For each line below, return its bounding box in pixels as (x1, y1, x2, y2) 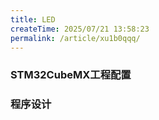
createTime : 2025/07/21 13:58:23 (10, 24, 150, 34)
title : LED (10, 14, 56, 25)
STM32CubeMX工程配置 (10, 68, 132, 82)
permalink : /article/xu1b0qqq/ (10, 33, 141, 43)
